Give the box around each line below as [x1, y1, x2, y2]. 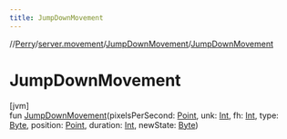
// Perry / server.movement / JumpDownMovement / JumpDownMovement [9, 38, 274, 49]
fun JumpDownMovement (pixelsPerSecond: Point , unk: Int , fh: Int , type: [9, 110, 280, 121]
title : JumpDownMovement [9, 13, 104, 23]
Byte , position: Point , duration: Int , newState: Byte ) [9, 119, 199, 130]
